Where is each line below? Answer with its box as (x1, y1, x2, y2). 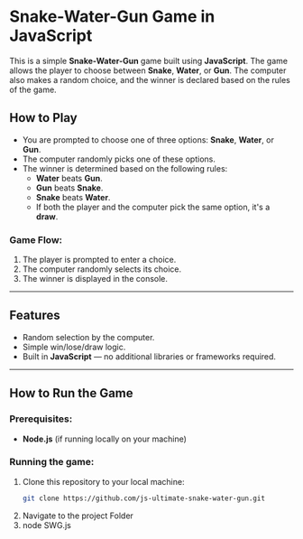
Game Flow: (9, 233, 63, 246)
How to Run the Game (9, 386, 133, 401)
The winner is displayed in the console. (22, 274, 169, 284)
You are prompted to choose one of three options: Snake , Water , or (22, 134, 275, 145)
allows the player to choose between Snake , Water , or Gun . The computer (9, 65, 287, 76)
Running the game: (9, 456, 95, 469)
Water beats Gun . (35, 172, 103, 183)
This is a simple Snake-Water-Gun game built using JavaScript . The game (9, 55, 289, 66)
